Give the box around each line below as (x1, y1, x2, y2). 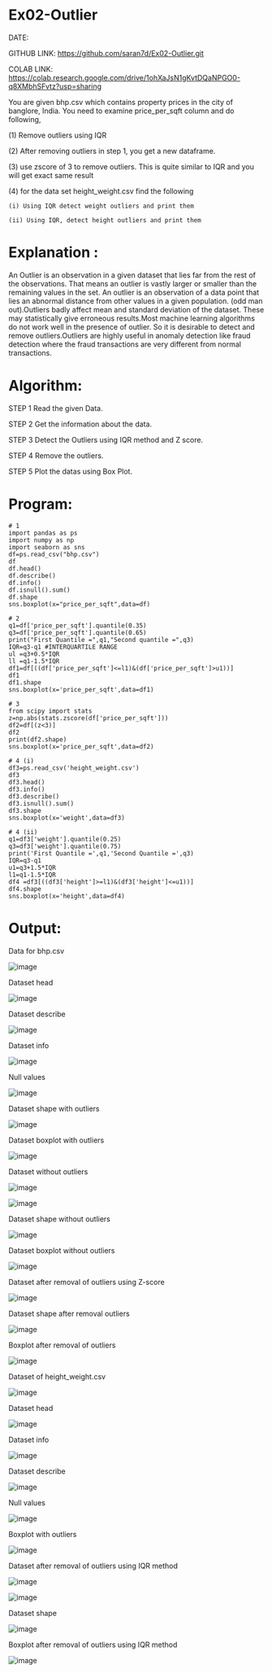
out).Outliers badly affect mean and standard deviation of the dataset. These (8, 304, 265, 314)
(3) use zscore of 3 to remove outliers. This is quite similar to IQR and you (8, 161, 254, 172)
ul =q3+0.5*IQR (8, 649, 60, 658)
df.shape (8, 592, 38, 601)
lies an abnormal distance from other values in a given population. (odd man (8, 295, 263, 306)
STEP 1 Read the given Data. (8, 403, 103, 413)
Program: (8, 495, 73, 513)
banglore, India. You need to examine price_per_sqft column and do (8, 106, 235, 116)
